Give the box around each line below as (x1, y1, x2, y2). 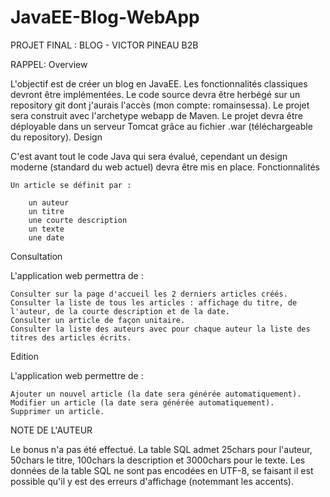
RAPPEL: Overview (10, 58, 88, 70)
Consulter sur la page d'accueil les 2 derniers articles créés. (10, 289, 288, 299)
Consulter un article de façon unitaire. (10, 315, 186, 325)
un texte (28, 224, 65, 234)
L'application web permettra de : (10, 269, 144, 281)
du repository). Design (10, 131, 103, 143)
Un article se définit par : (10, 180, 132, 190)
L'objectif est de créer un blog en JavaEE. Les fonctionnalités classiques (10, 77, 308, 90)
